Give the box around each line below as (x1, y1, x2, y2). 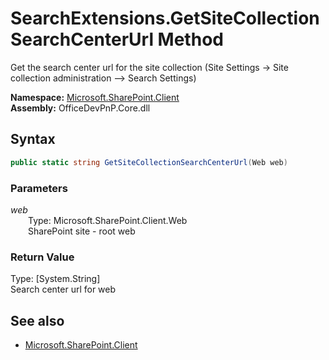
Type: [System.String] (10, 273, 101, 285)
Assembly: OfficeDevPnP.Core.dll (10, 102, 151, 114)
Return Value (10, 250, 75, 264)
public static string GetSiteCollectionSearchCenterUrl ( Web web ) (10, 157, 288, 167)
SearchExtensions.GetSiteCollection (10, 7, 320, 30)
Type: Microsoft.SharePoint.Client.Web (28, 214, 188, 226)
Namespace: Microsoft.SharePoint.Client (10, 91, 180, 103)
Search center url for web (10, 283, 117, 296)
